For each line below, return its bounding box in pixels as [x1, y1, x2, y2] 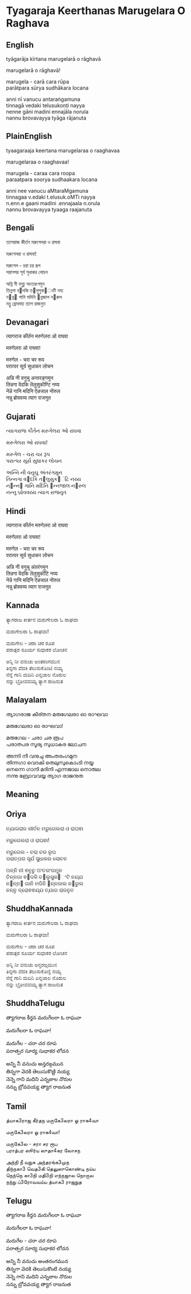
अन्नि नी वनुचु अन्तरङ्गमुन [6, 374, 54, 382]
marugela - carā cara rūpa [6, 78, 70, 85]
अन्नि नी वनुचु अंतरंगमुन [6, 564, 48, 571]
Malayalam [6, 695, 47, 705]
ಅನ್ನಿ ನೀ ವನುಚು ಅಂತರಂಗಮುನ [6, 658, 60, 665]
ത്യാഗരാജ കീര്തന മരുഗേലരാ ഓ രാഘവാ [6, 710, 108, 717]
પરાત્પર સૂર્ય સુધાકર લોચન [6, 457, 62, 464]
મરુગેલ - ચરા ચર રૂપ [6, 451, 50, 458]
